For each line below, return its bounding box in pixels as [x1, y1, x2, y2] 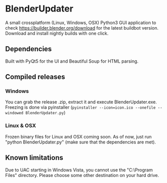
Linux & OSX [5, 122, 36, 129]
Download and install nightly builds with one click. [5, 30, 109, 36]
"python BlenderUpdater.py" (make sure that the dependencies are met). [5, 139, 156, 145]
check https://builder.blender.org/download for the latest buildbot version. [5, 25, 159, 31]
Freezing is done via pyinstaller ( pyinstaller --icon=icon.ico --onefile [5, 104, 156, 110]
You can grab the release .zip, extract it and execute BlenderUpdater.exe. [5, 99, 157, 105]
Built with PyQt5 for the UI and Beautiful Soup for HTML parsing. [5, 58, 139, 64]
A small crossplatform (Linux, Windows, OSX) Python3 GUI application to [5, 20, 156, 26]
